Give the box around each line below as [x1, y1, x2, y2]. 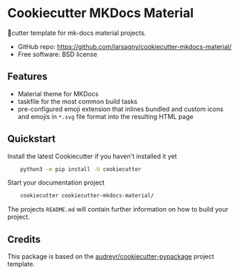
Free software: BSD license [17, 50, 97, 58]
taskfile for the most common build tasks [17, 97, 137, 105]
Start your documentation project [7, 178, 105, 187]
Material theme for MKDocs [17, 89, 99, 98]
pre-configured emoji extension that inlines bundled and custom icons [17, 105, 224, 113]
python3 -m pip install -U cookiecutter [20, 165, 142, 172]
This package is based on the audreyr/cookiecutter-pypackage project [7, 252, 215, 261]
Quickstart [7, 133, 56, 145]
